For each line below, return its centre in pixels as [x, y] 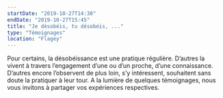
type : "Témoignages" [37, 33]
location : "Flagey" [35, 39]
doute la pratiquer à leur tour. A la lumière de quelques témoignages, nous [112, 80]
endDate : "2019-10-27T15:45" [49, 20]
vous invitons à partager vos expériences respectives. [83, 88]
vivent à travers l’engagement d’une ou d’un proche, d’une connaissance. [110, 66]
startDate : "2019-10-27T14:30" [52, 13]
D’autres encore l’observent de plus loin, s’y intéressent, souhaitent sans [109, 73]
